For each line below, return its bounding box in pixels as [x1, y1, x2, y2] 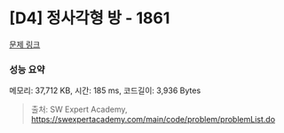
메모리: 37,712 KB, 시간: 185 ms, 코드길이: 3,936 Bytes [9, 85, 201, 96]
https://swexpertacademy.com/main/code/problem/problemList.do [30, 114, 276, 125]
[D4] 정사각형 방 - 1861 [9, 8, 170, 28]
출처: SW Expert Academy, [30, 104, 128, 115]
